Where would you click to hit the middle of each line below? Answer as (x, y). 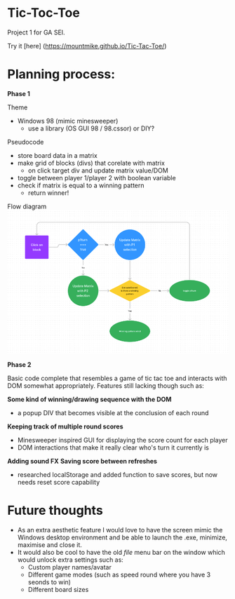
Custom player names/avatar (70, 567)
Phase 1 (19, 93)
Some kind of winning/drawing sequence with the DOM (89, 399)
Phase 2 (19, 365)
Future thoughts (55, 511)
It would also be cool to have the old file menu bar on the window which (121, 553)
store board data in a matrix (58, 155)
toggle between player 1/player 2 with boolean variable (97, 177)
